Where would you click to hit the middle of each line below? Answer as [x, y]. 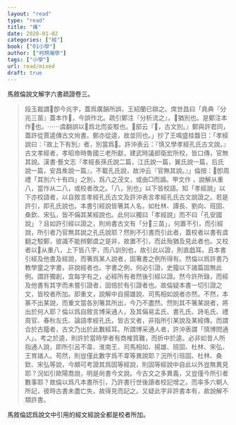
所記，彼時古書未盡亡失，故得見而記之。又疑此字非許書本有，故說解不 [126, 390]
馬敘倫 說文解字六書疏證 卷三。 [50, 94]
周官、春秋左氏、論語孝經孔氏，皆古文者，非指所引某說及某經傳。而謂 [126, 320]
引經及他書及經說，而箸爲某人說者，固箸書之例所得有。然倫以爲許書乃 [126, 259]
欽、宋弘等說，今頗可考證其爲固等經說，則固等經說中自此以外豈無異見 [126, 364]
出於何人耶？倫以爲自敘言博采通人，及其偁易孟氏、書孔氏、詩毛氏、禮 [126, 312]
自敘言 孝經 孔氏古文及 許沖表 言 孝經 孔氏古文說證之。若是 [148, 197]
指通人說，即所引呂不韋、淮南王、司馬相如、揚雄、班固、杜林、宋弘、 [126, 347]
